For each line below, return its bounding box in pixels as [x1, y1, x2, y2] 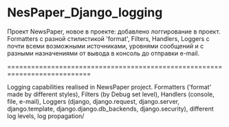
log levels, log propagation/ [7, 111, 85, 120]
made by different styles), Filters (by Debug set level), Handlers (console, [7, 90, 215, 98]
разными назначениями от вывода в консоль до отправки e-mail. [7, 49, 200, 57]
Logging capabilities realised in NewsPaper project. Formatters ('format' [7, 83, 212, 91]
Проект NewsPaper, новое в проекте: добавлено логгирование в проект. [7, 27, 221, 36]
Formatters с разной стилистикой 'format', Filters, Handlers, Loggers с [7, 34, 210, 42]
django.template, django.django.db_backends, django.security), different [7, 104, 215, 113]
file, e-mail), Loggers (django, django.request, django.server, [7, 97, 180, 105]
